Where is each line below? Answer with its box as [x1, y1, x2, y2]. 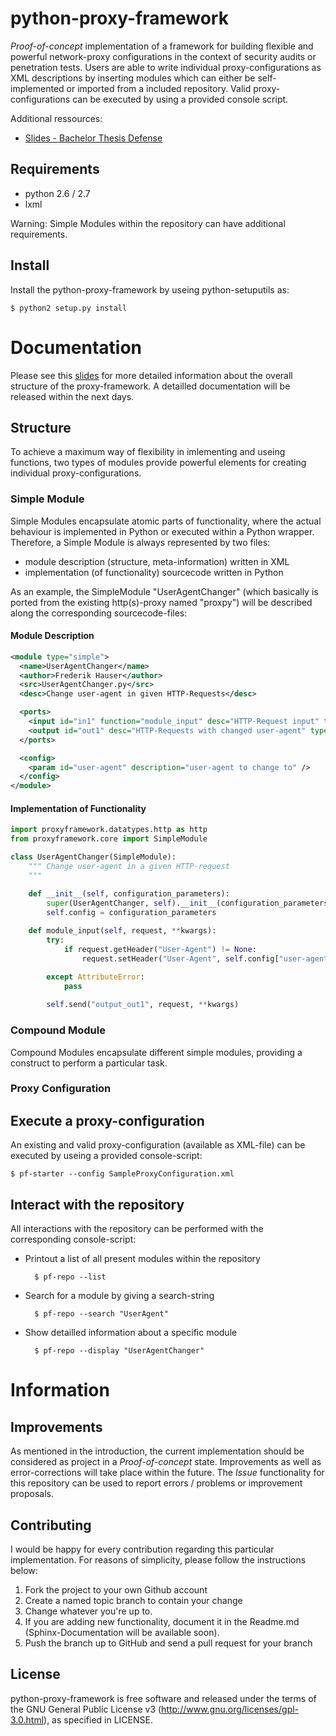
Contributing [10, 1517, 92, 1534]
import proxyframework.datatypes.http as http [10, 825, 208, 835]
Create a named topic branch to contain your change [24, 1594, 243, 1606]
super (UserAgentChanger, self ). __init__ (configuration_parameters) [46, 898, 333, 908]
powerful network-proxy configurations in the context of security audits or [10, 50, 317, 62]
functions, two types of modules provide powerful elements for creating [10, 457, 307, 469]
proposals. [10, 1488, 55, 1500]
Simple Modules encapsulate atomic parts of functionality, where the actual [10, 515, 322, 527]
